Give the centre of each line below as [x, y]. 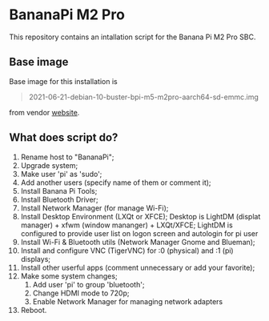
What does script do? [64, 138]
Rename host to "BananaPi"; [67, 157]
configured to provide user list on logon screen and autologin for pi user [139, 233]
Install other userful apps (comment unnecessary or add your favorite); [138, 267]
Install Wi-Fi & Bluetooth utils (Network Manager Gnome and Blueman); [138, 242]
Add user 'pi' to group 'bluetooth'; [88, 284]
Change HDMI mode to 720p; [81, 293]
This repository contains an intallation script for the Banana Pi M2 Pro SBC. [132, 37]
